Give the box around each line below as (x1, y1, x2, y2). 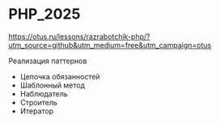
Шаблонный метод (19, 80, 86, 90)
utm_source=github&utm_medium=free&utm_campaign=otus (8, 40, 212, 49)
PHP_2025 (8, 5, 81, 24)
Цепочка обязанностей (19, 71, 100, 81)
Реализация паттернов (8, 56, 87, 66)
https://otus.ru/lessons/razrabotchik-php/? (8, 32, 150, 41)
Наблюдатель (19, 88, 68, 98)
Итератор (19, 106, 54, 116)
